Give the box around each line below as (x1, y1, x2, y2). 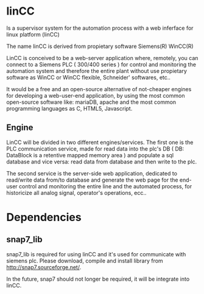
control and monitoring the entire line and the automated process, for (19, 182, 192, 190)
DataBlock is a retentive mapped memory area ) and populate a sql (6, 151, 174, 159)
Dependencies (6, 210, 82, 224)
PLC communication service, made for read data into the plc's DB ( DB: (6, 145, 185, 152)
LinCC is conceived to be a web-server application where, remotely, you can (6, 54, 199, 61)
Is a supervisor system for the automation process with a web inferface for (6, 24, 194, 32)
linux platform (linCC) (6, 30, 60, 38)
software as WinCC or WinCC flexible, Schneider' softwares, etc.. (6, 73, 171, 81)
